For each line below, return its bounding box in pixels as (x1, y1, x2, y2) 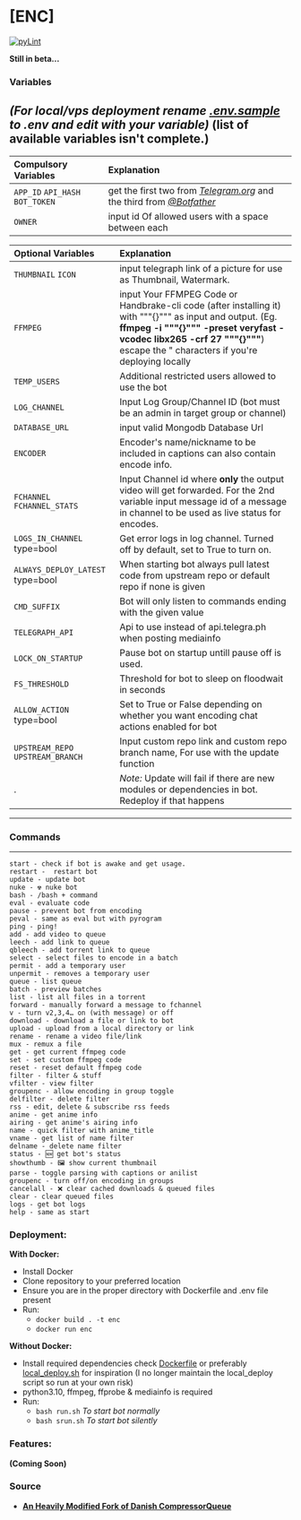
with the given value (119, 606, 204, 618)
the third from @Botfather (107, 195, 217, 208)
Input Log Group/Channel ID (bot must (119, 395, 280, 408)
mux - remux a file (9, 1040, 82, 1049)
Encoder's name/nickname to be (119, 436, 257, 448)
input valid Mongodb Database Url (119, 421, 264, 434)
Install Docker (21, 1266, 73, 1277)
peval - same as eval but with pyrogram (9, 914, 163, 923)
